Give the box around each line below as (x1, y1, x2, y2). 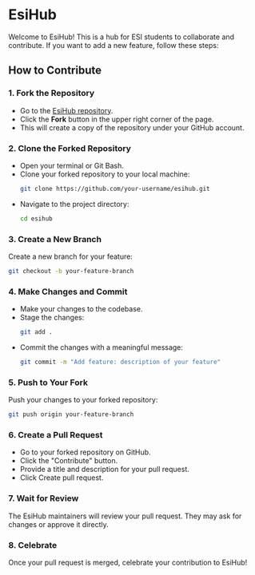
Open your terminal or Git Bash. (19, 161, 124, 170)
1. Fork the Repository (8, 88, 95, 99)
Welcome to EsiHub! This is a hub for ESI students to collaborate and (8, 32, 234, 42)
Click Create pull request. (19, 473, 104, 482)
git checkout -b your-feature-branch (8, 267, 134, 275)
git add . (19, 328, 54, 336)
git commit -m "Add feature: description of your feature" (19, 358, 221, 367)
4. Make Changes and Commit (8, 286, 128, 297)
